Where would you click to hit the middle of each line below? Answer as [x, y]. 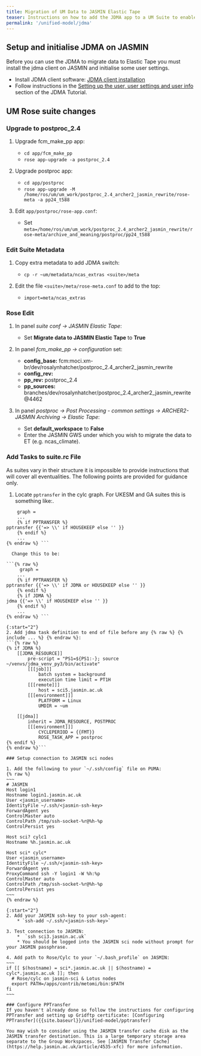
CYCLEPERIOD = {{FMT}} [66, 732]
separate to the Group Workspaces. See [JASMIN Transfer [79, 1041]
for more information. [155, 1046]
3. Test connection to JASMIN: [45, 931]
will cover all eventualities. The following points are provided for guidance [97, 476]
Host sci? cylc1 [26, 837]
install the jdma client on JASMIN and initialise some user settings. [88, 68]
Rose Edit [20, 313]
